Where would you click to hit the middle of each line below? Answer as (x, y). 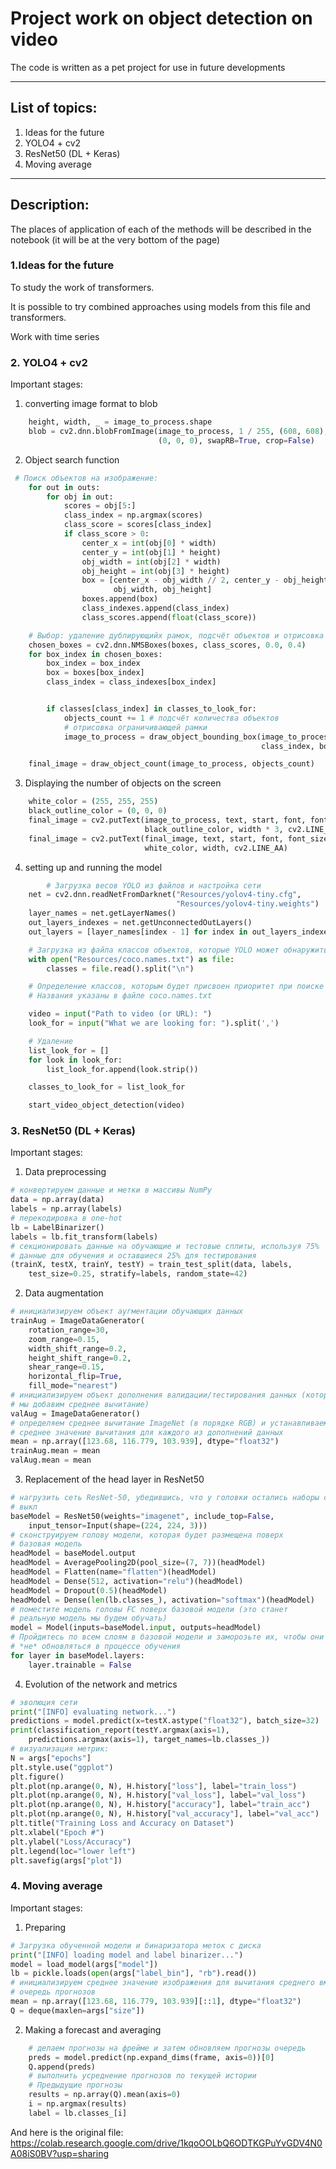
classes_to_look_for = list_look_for (107, 1087)
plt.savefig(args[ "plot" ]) (66, 1860)
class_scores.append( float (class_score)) (169, 617)
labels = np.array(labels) (66, 1209)
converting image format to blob (91, 404)
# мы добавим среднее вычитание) (80, 1404)
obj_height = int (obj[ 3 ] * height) (155, 571)
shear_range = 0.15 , (66, 1367)
